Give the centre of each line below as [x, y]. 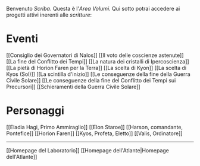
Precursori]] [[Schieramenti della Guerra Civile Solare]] [74, 87]
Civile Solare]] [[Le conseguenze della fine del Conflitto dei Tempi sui [91, 80]
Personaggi [35, 111]
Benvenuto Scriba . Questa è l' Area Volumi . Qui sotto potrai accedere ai [93, 9]
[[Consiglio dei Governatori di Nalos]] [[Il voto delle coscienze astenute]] [95, 55]
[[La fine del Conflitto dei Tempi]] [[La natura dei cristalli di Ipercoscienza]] [98, 61]
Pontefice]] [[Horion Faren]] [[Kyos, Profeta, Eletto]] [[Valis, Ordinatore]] [94, 133]
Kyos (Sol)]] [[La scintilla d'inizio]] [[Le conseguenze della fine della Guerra [98, 74]
